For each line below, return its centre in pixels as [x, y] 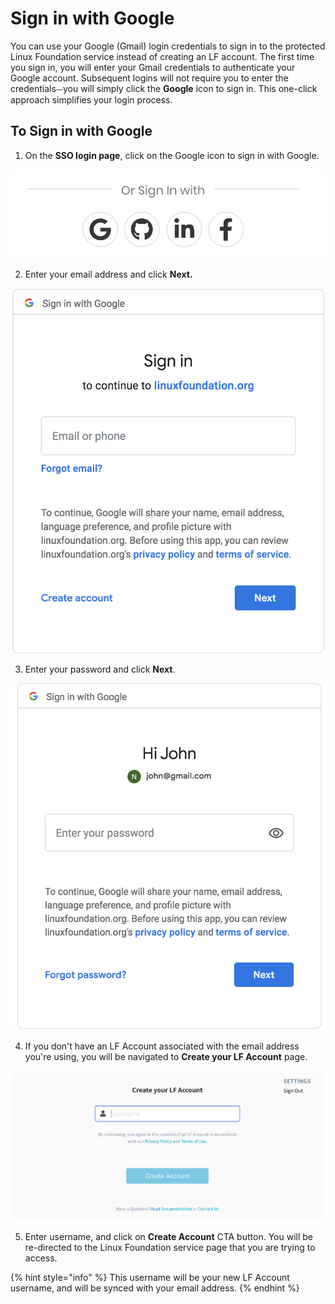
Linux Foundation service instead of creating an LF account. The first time [162, 56]
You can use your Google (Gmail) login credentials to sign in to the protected [168, 46]
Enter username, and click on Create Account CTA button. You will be [168, 1237]
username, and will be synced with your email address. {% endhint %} [155, 1288]
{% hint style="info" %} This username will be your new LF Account [150, 1278]
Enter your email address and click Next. [108, 274]
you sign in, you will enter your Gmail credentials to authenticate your [153, 67]
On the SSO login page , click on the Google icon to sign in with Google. [172, 155]
